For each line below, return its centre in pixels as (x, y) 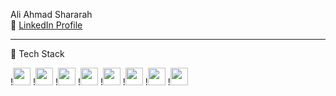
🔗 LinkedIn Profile (46, 25)
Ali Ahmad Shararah (51, 14)
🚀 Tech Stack (37, 53)
